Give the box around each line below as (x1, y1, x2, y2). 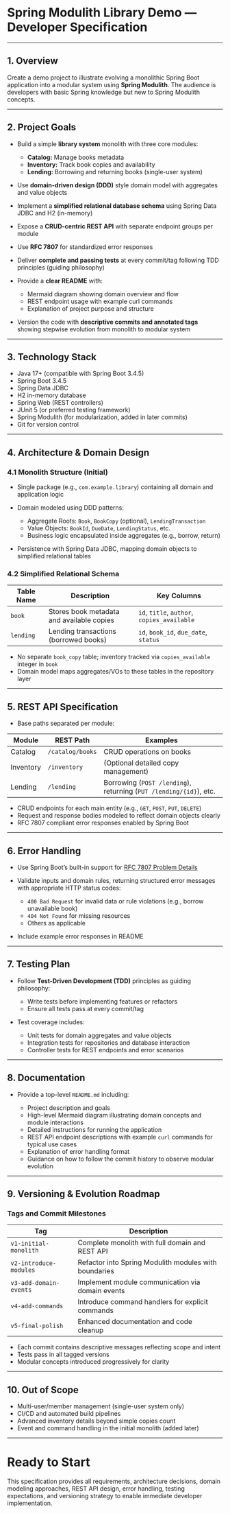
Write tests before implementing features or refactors (27, 997, 178, 1006)
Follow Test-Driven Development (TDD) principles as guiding (16, 976, 192, 985)
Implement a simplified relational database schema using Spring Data (16, 201, 217, 210)
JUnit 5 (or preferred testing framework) (16, 406, 131, 414)
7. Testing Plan (7, 958, 71, 970)
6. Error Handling (7, 845, 81, 857)
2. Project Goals (7, 121, 77, 133)
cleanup (77, 1325, 104, 1335)
